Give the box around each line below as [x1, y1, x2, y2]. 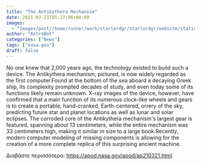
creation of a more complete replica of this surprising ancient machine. [6, 140, 181, 147]
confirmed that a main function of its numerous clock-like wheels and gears [6, 96, 193, 103]
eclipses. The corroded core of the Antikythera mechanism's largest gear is [6, 115, 193, 122]
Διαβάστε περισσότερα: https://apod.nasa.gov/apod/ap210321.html [6, 152, 172, 159]
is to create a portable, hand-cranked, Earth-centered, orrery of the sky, [6, 102, 184, 109]
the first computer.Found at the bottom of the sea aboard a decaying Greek [6, 77, 191, 84]
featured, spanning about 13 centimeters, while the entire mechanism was [6, 121, 188, 129]
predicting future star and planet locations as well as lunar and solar [6, 108, 173, 115]
